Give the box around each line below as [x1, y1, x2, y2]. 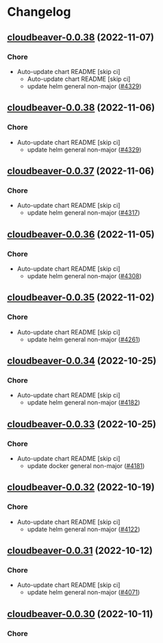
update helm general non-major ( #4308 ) [27, 271, 142, 280]
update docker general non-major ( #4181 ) [27, 462, 145, 470]
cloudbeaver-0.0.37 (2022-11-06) [7, 165, 155, 177]
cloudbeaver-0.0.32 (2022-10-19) [7, 481, 155, 494]
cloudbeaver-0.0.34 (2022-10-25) [7, 355, 157, 367]
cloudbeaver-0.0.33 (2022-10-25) [7, 418, 156, 430]
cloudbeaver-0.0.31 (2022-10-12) [7, 545, 153, 557]
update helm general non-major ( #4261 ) [27, 335, 140, 343]
